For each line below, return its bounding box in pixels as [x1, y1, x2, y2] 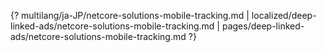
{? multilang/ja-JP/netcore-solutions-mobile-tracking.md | [10, 10, 250, 21]
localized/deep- [251, 10, 317, 21]
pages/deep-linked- [221, 20, 305, 32]
